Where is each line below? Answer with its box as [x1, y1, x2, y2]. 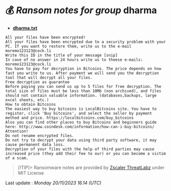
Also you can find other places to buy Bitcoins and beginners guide [5, 120, 157, 125]
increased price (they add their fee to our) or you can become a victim [5, 151, 166, 156]
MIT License [17, 170, 45, 176]
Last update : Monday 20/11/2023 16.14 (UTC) [5, 180, 101, 186]
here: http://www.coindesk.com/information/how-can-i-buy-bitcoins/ [5, 124, 155, 129]
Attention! [5, 129, 29, 134]
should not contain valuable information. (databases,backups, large [5, 93, 157, 98]
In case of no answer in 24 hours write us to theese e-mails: [5, 57, 143, 62]
